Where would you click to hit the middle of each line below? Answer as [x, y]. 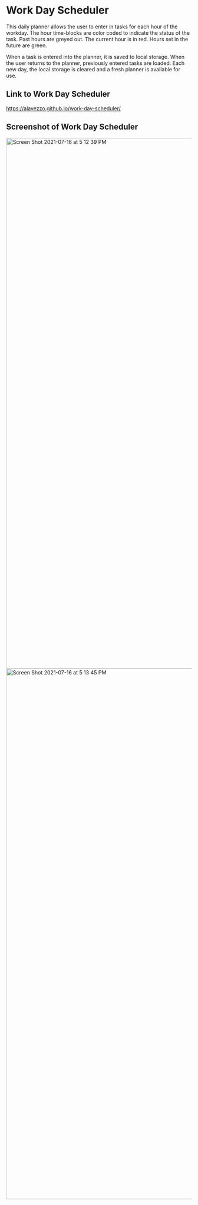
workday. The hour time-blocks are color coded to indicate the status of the [98, 32]
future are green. [27, 45]
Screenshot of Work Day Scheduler [72, 127]
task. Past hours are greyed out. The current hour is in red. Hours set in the [97, 39]
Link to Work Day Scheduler [58, 94]
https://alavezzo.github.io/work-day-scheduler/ [63, 108]
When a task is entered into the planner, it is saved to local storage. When [95, 57]
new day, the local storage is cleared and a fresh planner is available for [93, 69]
